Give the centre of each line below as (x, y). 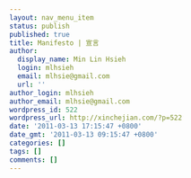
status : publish (39, 26)
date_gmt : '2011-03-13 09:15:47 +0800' (84, 135)
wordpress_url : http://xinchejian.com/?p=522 (95, 118)
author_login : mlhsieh (52, 93)
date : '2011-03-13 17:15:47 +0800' (76, 127)
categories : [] (38, 143)
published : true (39, 34)
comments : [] (34, 160)
